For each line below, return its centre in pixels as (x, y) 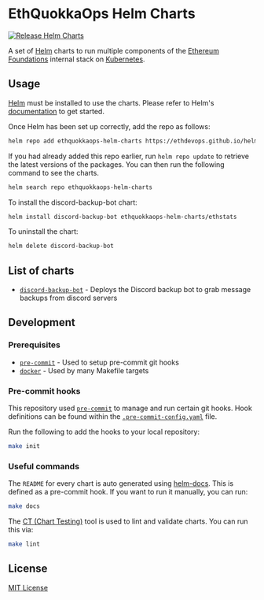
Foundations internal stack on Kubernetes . (77, 59)
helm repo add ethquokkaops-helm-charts (75, 141)
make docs (24, 506)
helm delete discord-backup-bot (61, 246)
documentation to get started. (56, 111)
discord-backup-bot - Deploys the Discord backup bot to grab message (135, 290)
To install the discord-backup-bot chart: (73, 202)
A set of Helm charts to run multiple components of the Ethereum (114, 50)
